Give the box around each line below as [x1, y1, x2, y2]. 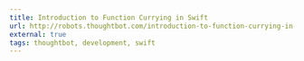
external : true [9, 30, 67, 39]
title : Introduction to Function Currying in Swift [9, 13, 208, 22]
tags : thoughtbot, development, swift [9, 38, 156, 48]
